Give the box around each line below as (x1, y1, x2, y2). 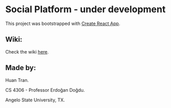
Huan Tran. (5, 77, 29, 83)
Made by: (5, 64, 36, 72)
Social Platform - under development (5, 4, 166, 15)
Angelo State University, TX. (5, 97, 65, 103)
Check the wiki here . (5, 48, 49, 55)
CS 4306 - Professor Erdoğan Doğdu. (5, 87, 85, 93)
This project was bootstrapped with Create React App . (5, 20, 121, 26)
